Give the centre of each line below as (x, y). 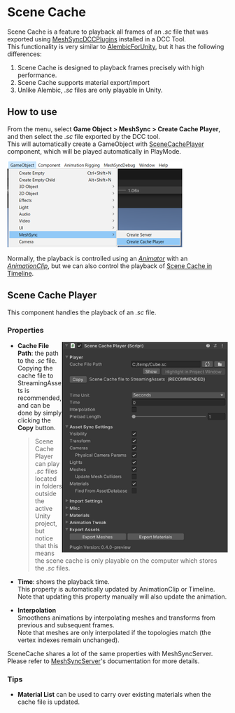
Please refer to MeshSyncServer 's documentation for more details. (104, 661)
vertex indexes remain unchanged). (69, 640)
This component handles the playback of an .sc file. (82, 312)
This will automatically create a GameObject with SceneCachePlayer (106, 144)
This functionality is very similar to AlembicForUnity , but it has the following (116, 46)
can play (47, 463)
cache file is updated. (49, 702)
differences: (24, 54)
